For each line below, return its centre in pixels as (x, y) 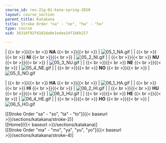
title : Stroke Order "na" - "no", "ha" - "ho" (54, 24)
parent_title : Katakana (30, 19)
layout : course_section (30, 15)
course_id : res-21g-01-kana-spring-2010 (48, 10)
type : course (19, 29)
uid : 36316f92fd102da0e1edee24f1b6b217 (47, 33)
